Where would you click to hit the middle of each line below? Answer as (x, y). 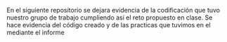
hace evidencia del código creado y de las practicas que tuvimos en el (109, 25)
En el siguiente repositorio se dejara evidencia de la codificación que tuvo (113, 10)
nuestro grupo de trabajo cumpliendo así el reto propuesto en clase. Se (110, 17)
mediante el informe (35, 32)
